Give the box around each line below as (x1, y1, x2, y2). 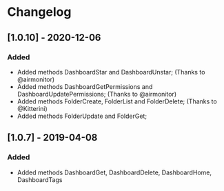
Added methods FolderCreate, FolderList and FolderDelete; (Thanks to (17, 97, 217, 105)
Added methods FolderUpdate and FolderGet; (17, 112, 147, 120)
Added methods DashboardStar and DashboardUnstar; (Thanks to (17, 68, 205, 76)
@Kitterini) (17, 104, 48, 112)
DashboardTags (17, 175, 63, 183)
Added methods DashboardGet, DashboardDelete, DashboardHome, (17, 168, 212, 177)
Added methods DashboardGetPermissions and (17, 82, 153, 90)
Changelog (7, 4, 72, 20)
